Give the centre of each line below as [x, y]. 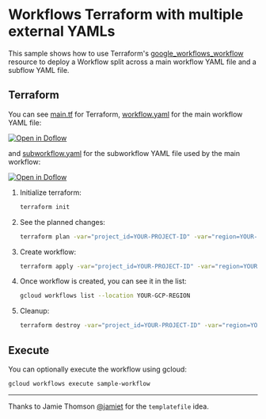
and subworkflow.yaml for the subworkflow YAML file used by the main [124, 153]
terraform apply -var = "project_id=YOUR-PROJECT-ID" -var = [117, 266]
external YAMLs [62, 31]
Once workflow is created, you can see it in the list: [103, 281]
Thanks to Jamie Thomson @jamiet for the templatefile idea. [109, 406]
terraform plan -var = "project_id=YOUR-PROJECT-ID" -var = [116, 236]
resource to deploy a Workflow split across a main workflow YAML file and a [133, 62]
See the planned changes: [62, 222]
